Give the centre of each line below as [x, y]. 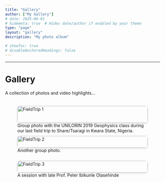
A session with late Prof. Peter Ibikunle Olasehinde [68, 175]
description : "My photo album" [37, 37]
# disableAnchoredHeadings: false [41, 50]
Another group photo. [39, 150]
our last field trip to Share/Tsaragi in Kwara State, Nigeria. [75, 130]
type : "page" [18, 28]
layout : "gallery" [24, 32]
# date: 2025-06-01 [25, 19]
